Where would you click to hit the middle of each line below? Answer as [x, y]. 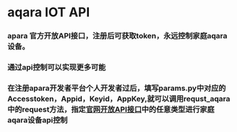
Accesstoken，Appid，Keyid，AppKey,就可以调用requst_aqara [119, 99]
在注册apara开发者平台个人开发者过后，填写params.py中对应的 [117, 88]
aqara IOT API [49, 12]
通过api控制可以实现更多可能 [57, 67]
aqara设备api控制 [37, 120]
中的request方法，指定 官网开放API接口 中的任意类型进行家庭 [111, 109]
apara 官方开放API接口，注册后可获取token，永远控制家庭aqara [117, 36]
